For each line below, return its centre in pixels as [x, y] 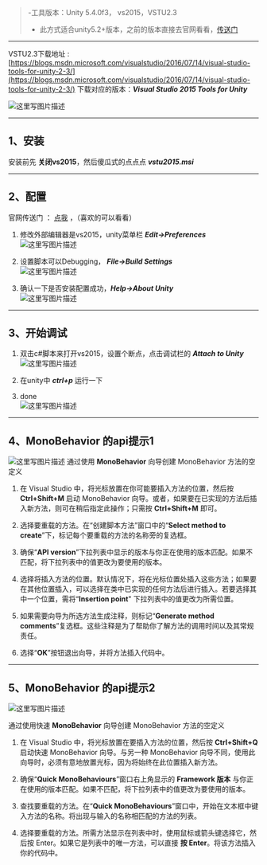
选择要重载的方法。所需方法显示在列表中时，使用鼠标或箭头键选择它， [135, 833]
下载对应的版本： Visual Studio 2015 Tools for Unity [162, 89]
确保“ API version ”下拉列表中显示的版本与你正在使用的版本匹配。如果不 [136, 552]
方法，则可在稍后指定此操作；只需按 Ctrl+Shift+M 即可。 [128, 508]
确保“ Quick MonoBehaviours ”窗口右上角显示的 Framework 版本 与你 [133, 779]
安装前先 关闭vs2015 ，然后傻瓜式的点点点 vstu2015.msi [101, 162]
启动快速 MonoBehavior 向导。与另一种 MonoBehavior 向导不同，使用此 [137, 753]
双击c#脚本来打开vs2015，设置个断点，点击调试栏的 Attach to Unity [132, 354]
